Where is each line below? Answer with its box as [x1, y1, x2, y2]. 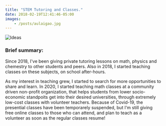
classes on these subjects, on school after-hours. [5, 69, 106, 75]
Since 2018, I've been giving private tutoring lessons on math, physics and [5, 58, 157, 64]
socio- [132, 88, 146, 94]
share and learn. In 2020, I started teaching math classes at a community [5, 84, 155, 89]
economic [5, 94, 26, 100]
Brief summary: [5, 47, 44, 54]
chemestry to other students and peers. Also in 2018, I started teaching [5, 63, 150, 69]
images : [5, 16, 21, 21]
